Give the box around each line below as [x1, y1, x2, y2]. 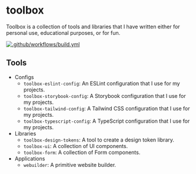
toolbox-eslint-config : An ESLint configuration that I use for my [23, 80, 181, 87]
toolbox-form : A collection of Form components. [23, 149, 141, 156]
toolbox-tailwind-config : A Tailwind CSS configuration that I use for [23, 104, 190, 112]
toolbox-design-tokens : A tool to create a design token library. [23, 136, 175, 143]
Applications [14, 155, 45, 162]
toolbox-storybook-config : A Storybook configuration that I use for [23, 92, 187, 99]
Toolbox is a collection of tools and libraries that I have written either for [6, 23, 181, 30]
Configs [14, 73, 34, 80]
